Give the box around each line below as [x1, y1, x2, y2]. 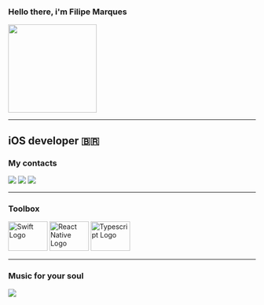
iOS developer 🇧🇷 [8, 134, 100, 147]
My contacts [8, 158, 57, 169]
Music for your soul [8, 271, 84, 281]
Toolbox [8, 203, 40, 214]
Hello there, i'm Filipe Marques [8, 6, 127, 17]
